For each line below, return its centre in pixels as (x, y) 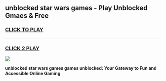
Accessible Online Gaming (33, 73)
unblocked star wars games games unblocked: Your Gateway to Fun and (81, 68)
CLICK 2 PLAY (22, 48)
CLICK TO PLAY (24, 30)
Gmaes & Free (27, 16)
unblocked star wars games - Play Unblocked (76, 8)
